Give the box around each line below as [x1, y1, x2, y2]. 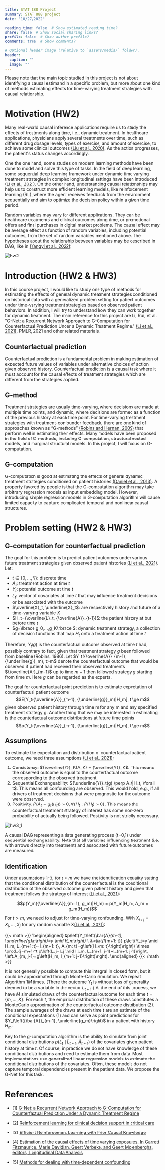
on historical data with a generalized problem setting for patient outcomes [5, 297, 155, 303]
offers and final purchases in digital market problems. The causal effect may [5, 222, 160, 228]
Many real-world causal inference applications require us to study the [5, 124, 146, 131]
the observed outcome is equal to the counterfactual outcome [12, 770, 138, 776]
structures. [5, 505, 27, 511]
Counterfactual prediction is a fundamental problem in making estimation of [5, 356, 159, 362]
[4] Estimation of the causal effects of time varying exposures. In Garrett [12, 1139, 160, 1145]
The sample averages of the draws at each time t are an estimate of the [5, 1007, 150, 1013]
